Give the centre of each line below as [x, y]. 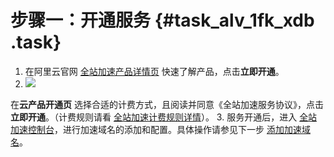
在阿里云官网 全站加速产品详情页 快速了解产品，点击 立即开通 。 [154, 71]
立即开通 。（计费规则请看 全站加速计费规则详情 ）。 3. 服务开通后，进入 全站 [164, 117]
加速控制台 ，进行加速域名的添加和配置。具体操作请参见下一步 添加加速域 [160, 129]
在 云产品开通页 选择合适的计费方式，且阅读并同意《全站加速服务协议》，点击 [167, 104]
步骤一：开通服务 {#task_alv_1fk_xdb [162, 20]
